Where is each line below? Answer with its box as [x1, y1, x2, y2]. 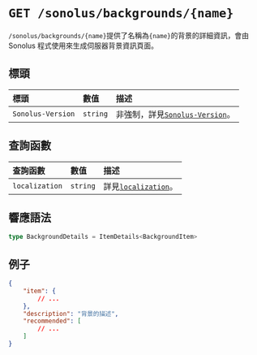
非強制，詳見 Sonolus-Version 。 [115, 108, 235, 119]
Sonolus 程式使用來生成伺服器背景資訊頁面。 [8, 41, 159, 50]
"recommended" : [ [23, 317, 82, 326]
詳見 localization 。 [103, 180, 178, 192]
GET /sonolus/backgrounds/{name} [8, 6, 234, 21]
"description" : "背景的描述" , [23, 310, 119, 318]
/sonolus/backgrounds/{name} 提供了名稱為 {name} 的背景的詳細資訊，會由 [8, 30, 250, 40]
